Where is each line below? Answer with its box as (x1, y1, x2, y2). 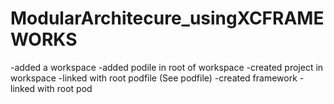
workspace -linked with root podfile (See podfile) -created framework (10, 72, 298, 84)
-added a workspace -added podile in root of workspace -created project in (10, 61, 324, 73)
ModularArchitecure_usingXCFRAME (10, 7, 325, 30)
